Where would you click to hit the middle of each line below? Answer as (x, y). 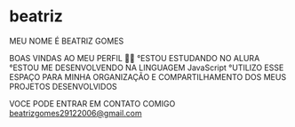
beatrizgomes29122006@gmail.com (76, 113)
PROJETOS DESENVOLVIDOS (63, 86)
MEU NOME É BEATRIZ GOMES (67, 41)
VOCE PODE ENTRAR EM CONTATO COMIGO (92, 103)
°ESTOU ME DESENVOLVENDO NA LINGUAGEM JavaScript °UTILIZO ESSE (147, 67)
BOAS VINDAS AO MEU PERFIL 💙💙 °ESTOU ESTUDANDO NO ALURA (135, 58)
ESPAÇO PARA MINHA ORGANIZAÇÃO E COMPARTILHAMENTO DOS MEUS (148, 76)
